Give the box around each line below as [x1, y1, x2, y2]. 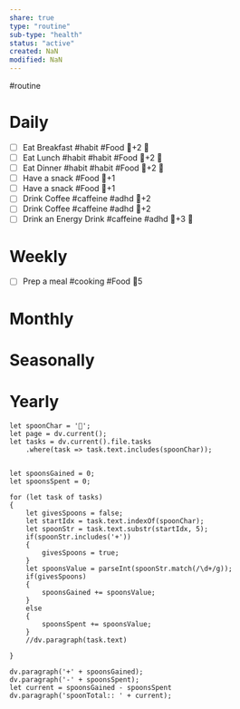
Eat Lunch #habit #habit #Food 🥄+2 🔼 [22, 152, 163, 163]
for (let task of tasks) [9, 492, 103, 501]
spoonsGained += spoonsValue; [42, 588, 156, 597]
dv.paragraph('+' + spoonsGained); [9, 667, 144, 676]
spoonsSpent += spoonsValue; [42, 619, 152, 628]
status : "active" [9, 38, 75, 48]
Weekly [9, 246, 68, 267]
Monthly [9, 308, 74, 329]
